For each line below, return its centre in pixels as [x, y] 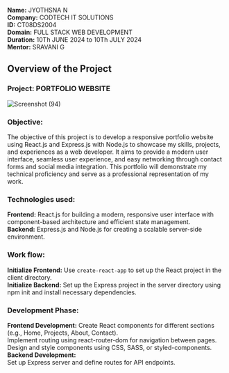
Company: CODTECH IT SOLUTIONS [60, 17]
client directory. [29, 277]
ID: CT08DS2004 [32, 25]
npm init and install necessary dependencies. [72, 292]
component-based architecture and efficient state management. [99, 222]
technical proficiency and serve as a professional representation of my [108, 174]
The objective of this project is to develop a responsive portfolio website [110, 137]
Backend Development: [42, 355]
